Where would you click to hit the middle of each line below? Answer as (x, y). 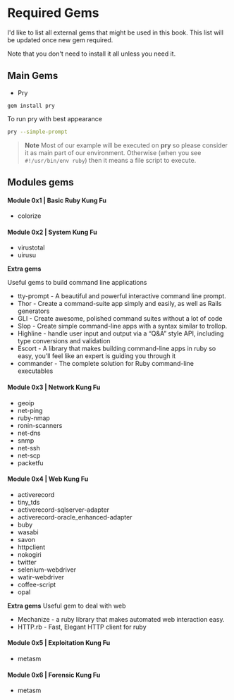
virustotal (31, 247)
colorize (29, 216)
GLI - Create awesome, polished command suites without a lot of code (120, 319)
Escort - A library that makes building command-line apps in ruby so (117, 349)
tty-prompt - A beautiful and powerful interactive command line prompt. (122, 296)
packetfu (30, 462)
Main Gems (33, 76)
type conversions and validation (64, 341)
